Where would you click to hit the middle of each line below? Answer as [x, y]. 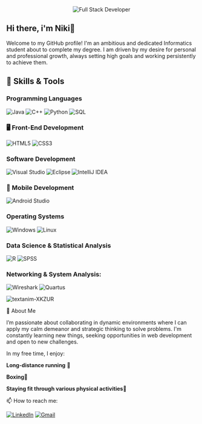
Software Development [41, 158]
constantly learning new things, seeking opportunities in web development [99, 336]
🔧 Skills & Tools [35, 81]
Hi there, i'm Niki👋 [41, 29]
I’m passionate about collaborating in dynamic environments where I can [97, 322]
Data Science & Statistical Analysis [59, 246]
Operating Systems [35, 217]
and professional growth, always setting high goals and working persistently [101, 56]
